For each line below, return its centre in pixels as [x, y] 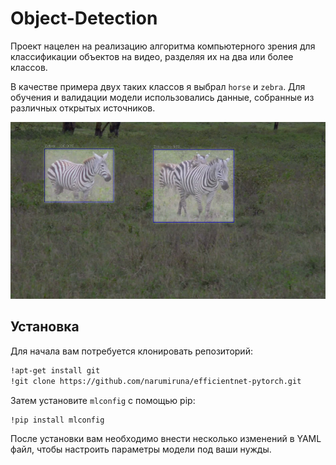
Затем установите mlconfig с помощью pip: [103, 400]
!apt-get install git [55, 370]
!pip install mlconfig [57, 420]
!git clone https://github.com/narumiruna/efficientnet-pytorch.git [156, 381]
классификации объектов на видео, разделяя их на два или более [152, 56]
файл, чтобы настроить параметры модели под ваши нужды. [141, 449]
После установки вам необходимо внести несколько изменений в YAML [166, 439]
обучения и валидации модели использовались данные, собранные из [162, 97]
